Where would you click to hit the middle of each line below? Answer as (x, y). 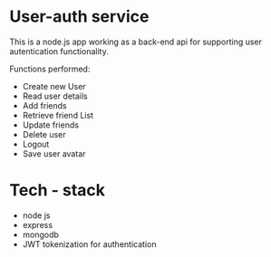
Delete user (44, 134)
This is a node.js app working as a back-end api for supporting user (136, 42)
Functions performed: (50, 69)
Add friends (44, 105)
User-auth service (79, 17)
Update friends (51, 125)
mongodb (40, 234)
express (37, 224)
